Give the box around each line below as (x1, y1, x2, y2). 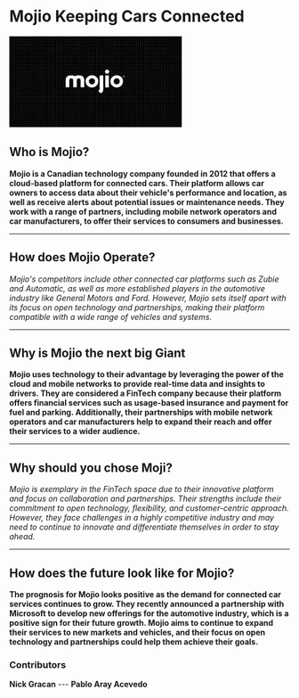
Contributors (9, 658, 67, 670)
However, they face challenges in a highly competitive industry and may (9, 513, 274, 523)
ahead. (9, 531, 36, 542)
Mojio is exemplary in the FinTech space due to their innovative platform (9, 484, 274, 495)
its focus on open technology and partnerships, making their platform (9, 301, 265, 313)
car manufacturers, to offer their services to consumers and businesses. (9, 216, 285, 226)
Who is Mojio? (9, 144, 90, 160)
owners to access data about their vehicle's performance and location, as (9, 187, 287, 198)
